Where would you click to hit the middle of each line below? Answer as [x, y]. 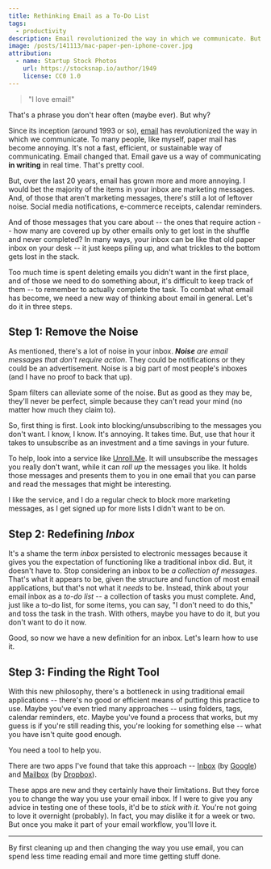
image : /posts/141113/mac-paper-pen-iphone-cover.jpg [101, 46]
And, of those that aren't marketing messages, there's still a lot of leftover [131, 197]
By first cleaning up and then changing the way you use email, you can [126, 848]
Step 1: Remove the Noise [73, 332]
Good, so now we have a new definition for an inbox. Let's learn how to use [133, 638]
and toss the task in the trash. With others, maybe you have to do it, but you [134, 614]
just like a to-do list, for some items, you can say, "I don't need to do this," [131, 605]
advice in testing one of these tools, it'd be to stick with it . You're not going [133, 808]
